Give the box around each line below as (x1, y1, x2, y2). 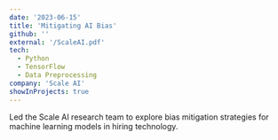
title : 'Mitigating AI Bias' (9, 21, 117, 30)
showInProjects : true (9, 87, 90, 96)
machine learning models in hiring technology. (9, 121, 179, 131)
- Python (17, 54, 50, 63)
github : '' (9, 29, 50, 38)
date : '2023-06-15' (9, 12, 82, 22)
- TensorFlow (17, 63, 66, 72)
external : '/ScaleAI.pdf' (9, 37, 105, 47)
